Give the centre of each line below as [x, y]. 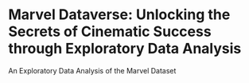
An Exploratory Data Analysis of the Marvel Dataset [92, 70]
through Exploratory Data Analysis [125, 49]
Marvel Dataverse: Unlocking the [119, 15]
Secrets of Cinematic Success [110, 32]
